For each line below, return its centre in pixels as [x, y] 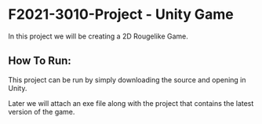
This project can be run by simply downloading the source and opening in [127, 79]
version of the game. [42, 111]
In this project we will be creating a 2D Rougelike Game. [98, 36]
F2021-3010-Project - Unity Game [121, 15]
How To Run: [40, 61]
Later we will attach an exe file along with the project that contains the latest [131, 103]
